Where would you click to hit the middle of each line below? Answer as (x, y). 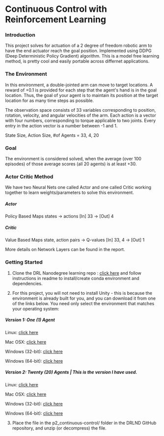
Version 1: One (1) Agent (30, 320)
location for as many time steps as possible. (50, 100)
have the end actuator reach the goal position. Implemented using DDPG (78, 51)
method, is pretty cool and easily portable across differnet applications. (77, 61)
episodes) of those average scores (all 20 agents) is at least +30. (71, 164)
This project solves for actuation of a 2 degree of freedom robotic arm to (79, 46)
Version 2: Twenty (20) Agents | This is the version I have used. (71, 372)
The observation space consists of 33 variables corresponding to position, (81, 110)
